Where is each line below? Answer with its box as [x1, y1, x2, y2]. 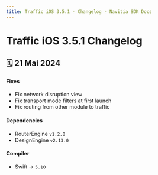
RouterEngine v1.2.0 [14, 130, 66, 137]
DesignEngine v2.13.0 [14, 137, 69, 144]
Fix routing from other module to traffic [14, 103, 110, 111]
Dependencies [6, 117, 43, 124]
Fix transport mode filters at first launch [14, 97, 112, 104]
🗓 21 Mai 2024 [6, 59, 61, 69]
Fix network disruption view [14, 91, 83, 98]
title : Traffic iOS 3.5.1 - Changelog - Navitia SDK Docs [6, 8, 152, 15]
